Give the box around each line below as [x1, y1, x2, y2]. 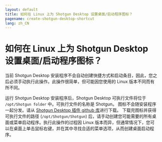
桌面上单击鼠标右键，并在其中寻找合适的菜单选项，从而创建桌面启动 [13, 125, 150, 132]
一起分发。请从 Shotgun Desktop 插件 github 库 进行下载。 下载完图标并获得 [5, 107, 157, 113]
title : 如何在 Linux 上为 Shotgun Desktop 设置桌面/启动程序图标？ [5, 12, 133, 17]
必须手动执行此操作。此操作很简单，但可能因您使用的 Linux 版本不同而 [9, 79, 151, 84]
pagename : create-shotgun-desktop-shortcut [5, 16, 95, 21]
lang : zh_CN [5, 20, 29, 26]
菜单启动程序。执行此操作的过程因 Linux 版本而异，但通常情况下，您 [13, 120, 151, 125]
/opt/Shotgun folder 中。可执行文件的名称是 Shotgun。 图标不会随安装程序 [5, 101, 157, 107]
